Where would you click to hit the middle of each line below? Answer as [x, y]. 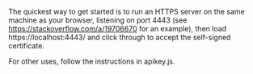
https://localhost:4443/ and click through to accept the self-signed [120, 37]
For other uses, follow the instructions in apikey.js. [92, 61]
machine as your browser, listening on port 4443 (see [98, 20]
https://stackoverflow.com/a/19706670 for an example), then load [118, 29]
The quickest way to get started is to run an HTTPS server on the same [126, 12]
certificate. [26, 46]
